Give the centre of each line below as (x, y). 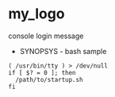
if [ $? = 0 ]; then (42, 72)
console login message (46, 36)
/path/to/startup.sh (49, 80)
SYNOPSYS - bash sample (63, 51)
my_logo (36, 14)
